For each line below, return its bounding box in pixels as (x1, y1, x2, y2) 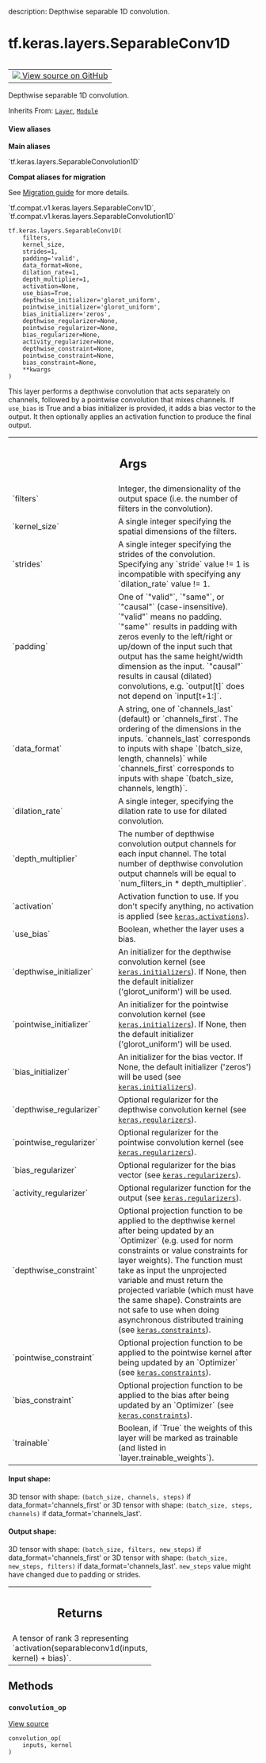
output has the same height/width (118, 651, 244, 662)
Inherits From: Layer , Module (8, 106, 99, 115)
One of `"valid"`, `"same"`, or (118, 591, 225, 602)
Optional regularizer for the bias (118, 1159, 236, 1170)
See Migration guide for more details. (8, 188, 130, 198)
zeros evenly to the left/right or (118, 631, 234, 642)
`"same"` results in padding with (118, 620, 237, 632)
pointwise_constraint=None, (22, 352, 115, 360)
